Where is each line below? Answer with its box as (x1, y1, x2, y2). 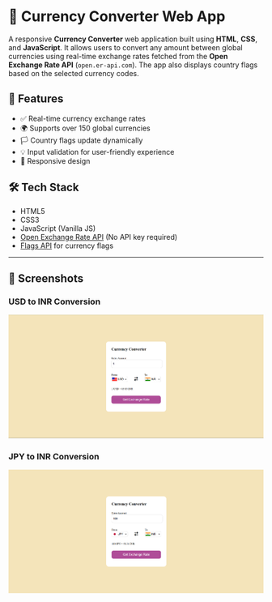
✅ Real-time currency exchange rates (19, 113, 146, 123)
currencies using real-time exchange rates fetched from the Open (8, 51, 228, 61)
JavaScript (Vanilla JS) (19, 223, 96, 233)
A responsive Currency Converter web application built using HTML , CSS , (8, 34, 257, 44)
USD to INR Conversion (8, 296, 101, 307)
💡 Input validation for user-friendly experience (19, 147, 175, 156)
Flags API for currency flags (19, 241, 114, 250)
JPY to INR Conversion (8, 451, 100, 463)
